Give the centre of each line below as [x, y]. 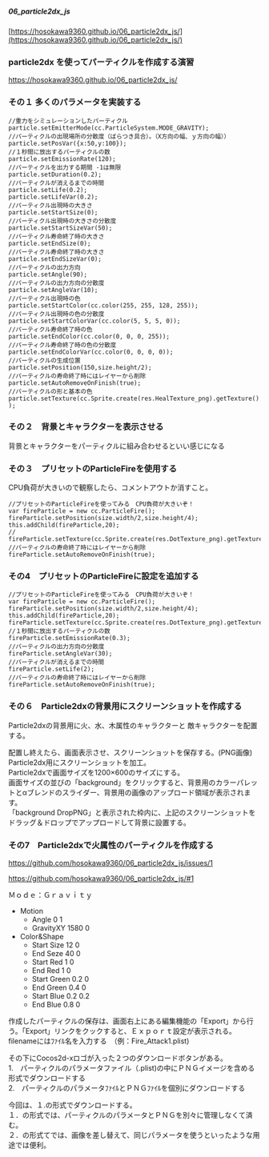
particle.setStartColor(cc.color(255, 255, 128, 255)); [103, 305]
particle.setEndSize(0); [50, 243]
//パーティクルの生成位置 [45, 360]
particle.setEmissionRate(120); [62, 159]
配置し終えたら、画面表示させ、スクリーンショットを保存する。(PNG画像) [130, 752]
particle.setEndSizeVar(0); [55, 259]
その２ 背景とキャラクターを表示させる [86, 426]
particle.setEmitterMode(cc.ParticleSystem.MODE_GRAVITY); [109, 128]
